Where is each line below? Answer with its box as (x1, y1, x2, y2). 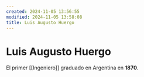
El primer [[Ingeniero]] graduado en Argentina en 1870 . (6, 64, 139, 71)
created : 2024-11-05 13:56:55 (6, 8, 80, 15)
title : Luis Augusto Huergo (6, 19, 75, 25)
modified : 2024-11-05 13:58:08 (6, 14, 83, 20)
